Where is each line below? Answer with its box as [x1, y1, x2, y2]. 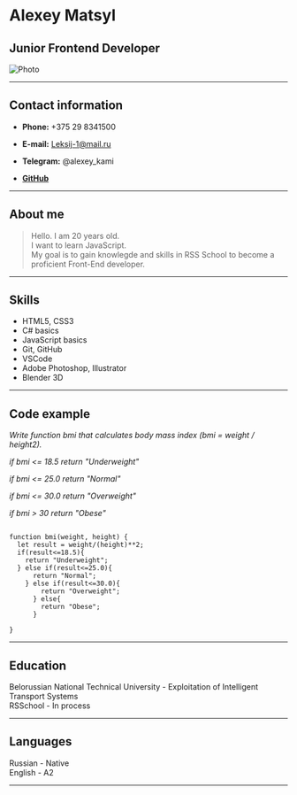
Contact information [9, 98, 124, 113]
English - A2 [9, 767, 55, 777]
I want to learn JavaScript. [30, 240, 126, 251]
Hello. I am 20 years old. [30, 230, 120, 241]
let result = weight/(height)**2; [17, 541, 144, 550]
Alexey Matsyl [9, 5, 117, 26]
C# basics [21, 325, 59, 336]
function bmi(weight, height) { [9, 533, 128, 542]
